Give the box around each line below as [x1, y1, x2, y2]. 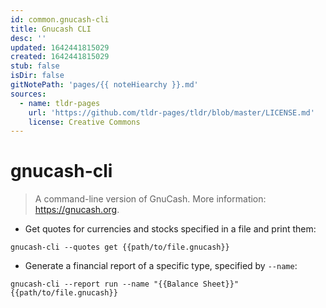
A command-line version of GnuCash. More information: [34, 193, 267, 205]
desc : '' [10, 33, 47, 43]
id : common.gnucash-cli [10, 14, 110, 25]
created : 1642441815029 [10, 52, 110, 62]
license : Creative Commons [28, 117, 141, 127]
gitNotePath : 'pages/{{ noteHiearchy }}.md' [10, 80, 199, 90]
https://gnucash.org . [34, 204, 120, 216]
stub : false [10, 61, 60, 71]
